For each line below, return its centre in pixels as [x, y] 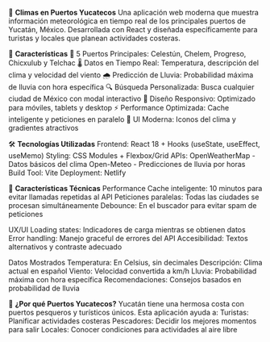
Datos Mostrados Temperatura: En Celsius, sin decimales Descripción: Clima [135, 263]
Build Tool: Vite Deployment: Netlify [67, 173]
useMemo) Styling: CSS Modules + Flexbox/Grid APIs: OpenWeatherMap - [132, 156]
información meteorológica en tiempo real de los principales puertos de [127, 21]
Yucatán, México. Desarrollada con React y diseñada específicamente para [133, 29]
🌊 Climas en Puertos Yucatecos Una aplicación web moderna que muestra [134, 13]
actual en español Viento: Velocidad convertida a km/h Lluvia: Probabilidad [133, 271]
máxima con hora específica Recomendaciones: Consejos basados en [125, 279]
